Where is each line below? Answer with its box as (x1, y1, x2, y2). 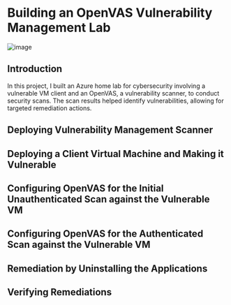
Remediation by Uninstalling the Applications (7, 262, 208, 274)
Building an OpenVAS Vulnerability (7, 5, 213, 21)
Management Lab (7, 20, 111, 36)
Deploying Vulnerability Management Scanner (7, 124, 214, 136)
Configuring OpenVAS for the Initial (7, 182, 164, 194)
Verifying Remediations (7, 286, 112, 298)
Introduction (7, 63, 63, 75)
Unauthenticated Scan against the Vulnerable (7, 193, 211, 205)
